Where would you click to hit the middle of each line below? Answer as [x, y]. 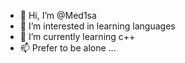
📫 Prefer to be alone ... [68, 48]
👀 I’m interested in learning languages [97, 26]
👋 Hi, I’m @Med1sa [58, 15]
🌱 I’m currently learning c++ [77, 36]
